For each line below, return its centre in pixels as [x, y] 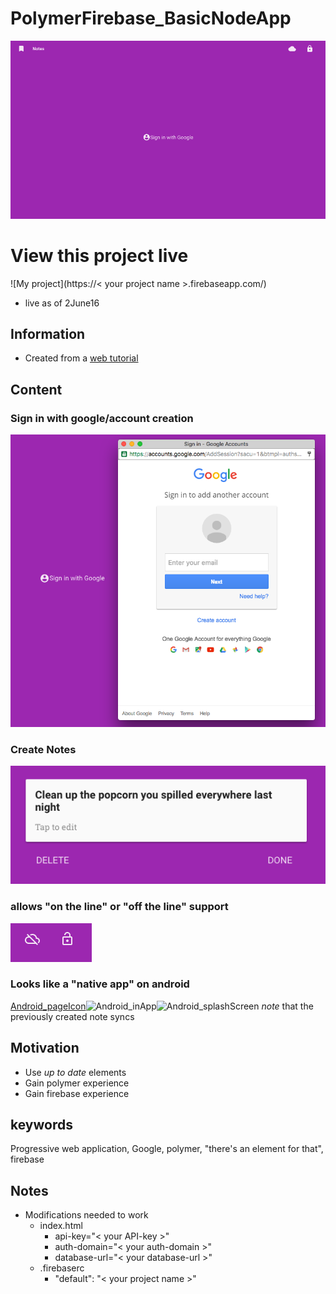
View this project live [99, 255]
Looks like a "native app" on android [100, 984]
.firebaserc [62, 1268]
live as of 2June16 [62, 303]
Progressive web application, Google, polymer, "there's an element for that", [167, 1149]
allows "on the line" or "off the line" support [119, 907]
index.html [61, 1226]
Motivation [45, 1048]
